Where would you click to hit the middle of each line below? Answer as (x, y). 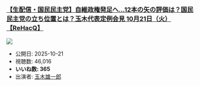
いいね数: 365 (33, 69)
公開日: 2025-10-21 (39, 54)
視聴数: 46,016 (33, 62)
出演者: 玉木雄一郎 (38, 77)
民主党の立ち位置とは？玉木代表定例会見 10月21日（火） (89, 18)
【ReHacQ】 (25, 27)
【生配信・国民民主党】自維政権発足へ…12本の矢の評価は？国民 (100, 9)
